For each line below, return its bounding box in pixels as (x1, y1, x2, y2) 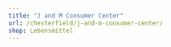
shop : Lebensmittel (8, 26, 74, 34)
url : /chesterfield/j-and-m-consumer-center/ (8, 19, 163, 27)
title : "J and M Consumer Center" (8, 11, 124, 20)
